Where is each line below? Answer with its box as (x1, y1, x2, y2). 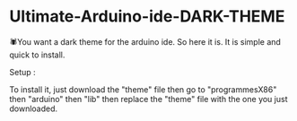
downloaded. (9, 103, 58, 114)
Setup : (9, 66, 36, 77)
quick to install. (9, 49, 66, 60)
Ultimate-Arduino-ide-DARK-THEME (9, 6, 285, 27)
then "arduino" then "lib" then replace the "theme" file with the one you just (9, 93, 288, 104)
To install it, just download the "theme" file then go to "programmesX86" (9, 83, 277, 95)
